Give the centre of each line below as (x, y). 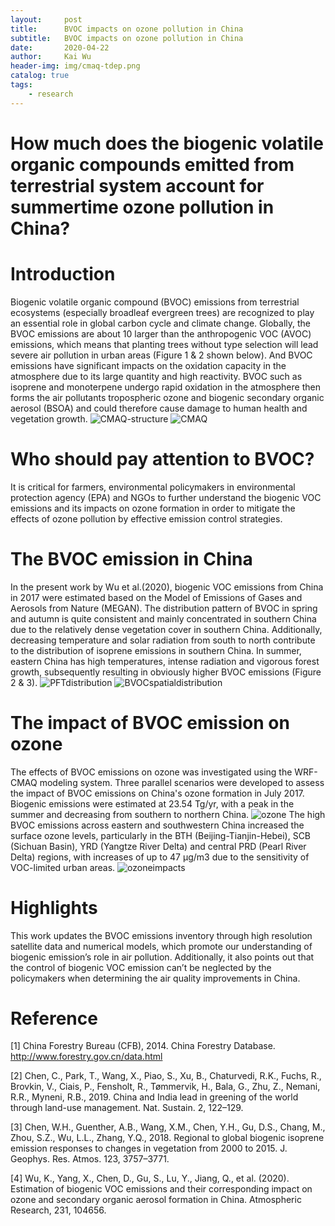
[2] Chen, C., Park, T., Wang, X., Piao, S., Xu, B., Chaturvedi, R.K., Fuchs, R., (166, 1076)
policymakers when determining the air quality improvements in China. (155, 978)
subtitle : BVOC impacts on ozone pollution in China (127, 38)
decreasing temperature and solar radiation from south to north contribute (163, 640)
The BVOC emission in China (131, 558)
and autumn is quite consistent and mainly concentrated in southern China (163, 618)
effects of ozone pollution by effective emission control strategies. (146, 518)
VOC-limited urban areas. (63, 867)
